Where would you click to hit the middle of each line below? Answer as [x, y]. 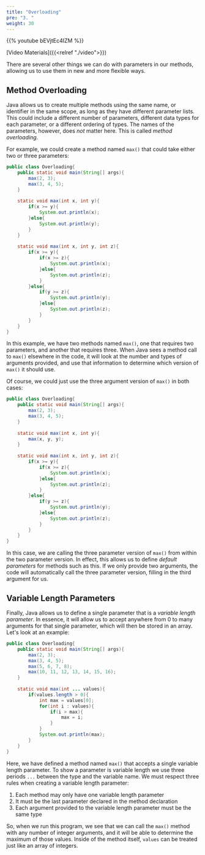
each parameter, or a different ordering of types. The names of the [90, 124]
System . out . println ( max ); [72, 735]
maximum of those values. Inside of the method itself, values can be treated [102, 839]
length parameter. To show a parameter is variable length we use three [95, 770]
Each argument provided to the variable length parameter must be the [103, 807]
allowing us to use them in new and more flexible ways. [76, 71]
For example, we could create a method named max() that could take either [101, 149]
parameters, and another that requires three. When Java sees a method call [102, 350]
